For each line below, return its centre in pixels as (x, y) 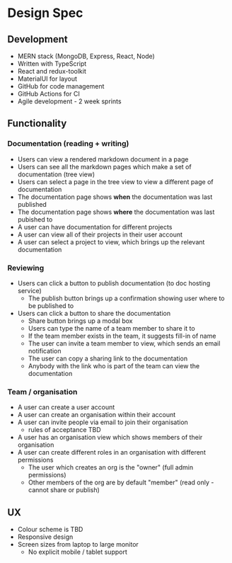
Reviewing (26, 268)
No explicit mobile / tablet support (77, 552)
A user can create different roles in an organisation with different (112, 453)
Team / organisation (42, 392)
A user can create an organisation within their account (97, 415)
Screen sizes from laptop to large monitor (78, 545)
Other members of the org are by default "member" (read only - (121, 482)
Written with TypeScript (52, 64)
